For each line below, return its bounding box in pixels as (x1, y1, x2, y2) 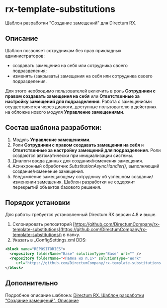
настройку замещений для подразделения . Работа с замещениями (5, 98, 152, 104)
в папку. (63, 232, 81, 238)
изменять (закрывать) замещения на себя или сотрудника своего (12, 73, 153, 79)
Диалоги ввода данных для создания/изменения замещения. (12, 157, 143, 163)
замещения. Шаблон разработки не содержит (37, 179, 135, 185)
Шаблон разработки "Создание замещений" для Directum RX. (5, 20, 137, 26)
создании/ (131, 173, 153, 179)
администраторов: (5, 53, 45, 59)
